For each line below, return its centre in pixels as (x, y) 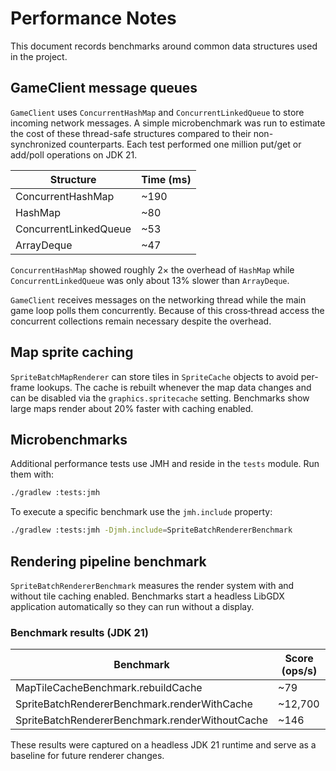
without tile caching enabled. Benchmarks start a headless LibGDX (147, 596)
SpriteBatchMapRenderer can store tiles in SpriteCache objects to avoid (154, 376)
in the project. (39, 56)
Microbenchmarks (69, 439)
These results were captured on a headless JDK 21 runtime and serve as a (163, 745)
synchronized (38, 144)
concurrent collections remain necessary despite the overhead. (141, 321)
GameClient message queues (104, 88)
